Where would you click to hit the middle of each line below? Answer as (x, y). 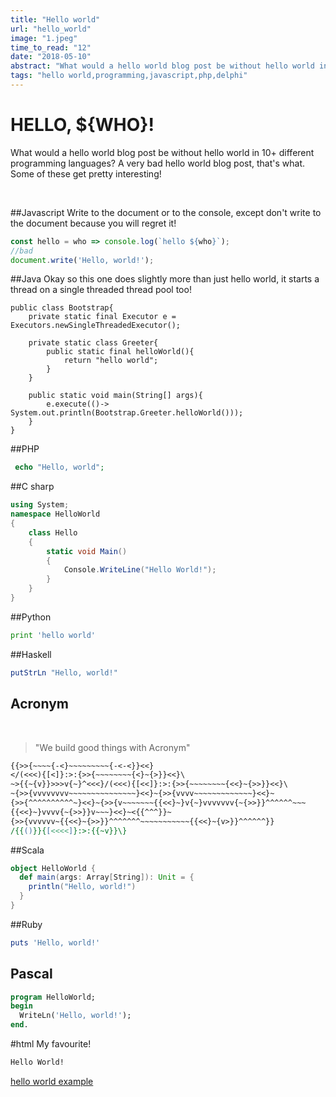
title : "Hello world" (55, 19)
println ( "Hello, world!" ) (82, 887)
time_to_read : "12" (51, 47)
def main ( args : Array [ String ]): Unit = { (107, 877)
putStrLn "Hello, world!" (64, 672)
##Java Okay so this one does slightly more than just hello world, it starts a (165, 279)
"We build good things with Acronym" (112, 747)
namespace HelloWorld (55, 514)
